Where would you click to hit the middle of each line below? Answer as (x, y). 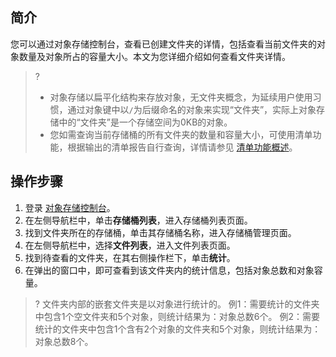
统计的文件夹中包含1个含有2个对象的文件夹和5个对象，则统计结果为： (178, 329)
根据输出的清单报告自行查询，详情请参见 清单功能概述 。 (182, 147)
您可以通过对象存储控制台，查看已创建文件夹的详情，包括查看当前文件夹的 (163, 44)
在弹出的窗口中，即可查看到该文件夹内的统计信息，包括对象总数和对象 (169, 270)
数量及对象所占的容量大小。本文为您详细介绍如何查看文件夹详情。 (154, 56)
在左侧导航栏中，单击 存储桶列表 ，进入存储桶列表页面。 (138, 220)
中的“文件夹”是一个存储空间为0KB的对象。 (145, 122)
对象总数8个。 (64, 341)
